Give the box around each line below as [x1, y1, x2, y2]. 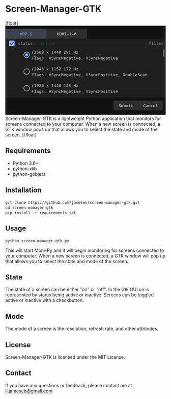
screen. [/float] [5, 132, 37, 138]
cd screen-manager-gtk [5, 205, 53, 210]
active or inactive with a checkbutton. [5, 297, 84, 303]
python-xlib [12, 166, 37, 172]
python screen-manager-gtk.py [5, 238, 70, 243]
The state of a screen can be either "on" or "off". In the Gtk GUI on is [5, 287, 149, 293]
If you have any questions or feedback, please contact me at [5, 382, 132, 388]
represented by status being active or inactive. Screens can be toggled [5, 292, 154, 298]
